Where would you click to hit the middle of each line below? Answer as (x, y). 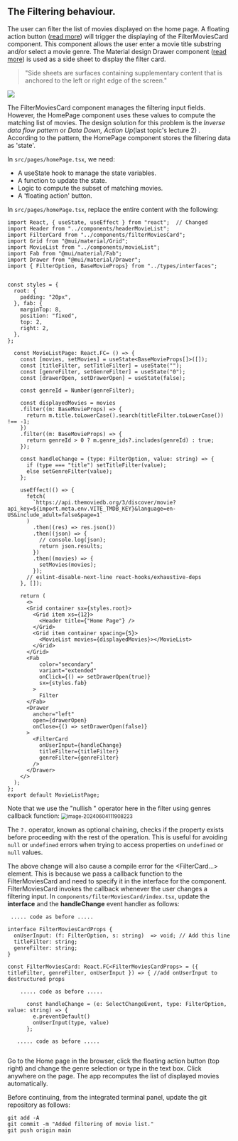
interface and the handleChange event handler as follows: (93, 903)
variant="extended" (68, 670)
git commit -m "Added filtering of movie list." (81, 1124)
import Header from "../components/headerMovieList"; (89, 228)
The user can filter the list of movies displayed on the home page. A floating (118, 28)
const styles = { (33, 285)
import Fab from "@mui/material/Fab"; (65, 253)
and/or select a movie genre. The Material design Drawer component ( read (117, 51)
